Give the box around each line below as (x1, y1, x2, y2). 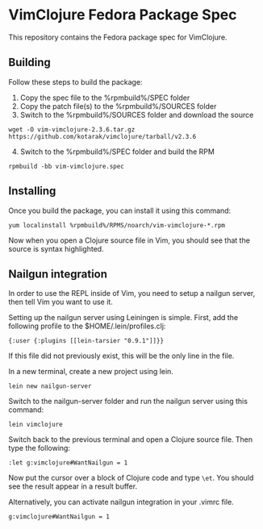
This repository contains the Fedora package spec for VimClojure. (8, 32, 228, 42)
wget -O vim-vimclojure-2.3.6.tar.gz (8, 125, 136, 134)
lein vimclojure (8, 421, 63, 429)
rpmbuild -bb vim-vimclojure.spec (8, 162, 125, 170)
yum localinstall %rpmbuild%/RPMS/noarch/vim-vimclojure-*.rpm (8, 221, 226, 229)
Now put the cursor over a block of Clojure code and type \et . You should (8, 473, 254, 483)
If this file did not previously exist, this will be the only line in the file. (8, 351, 235, 360)
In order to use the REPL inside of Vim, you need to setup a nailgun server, (8, 289, 256, 298)
